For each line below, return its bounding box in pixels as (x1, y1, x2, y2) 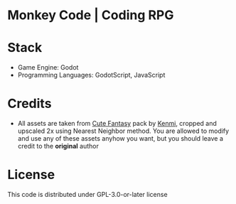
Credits (7, 96, 52, 112)
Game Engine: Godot (17, 63, 79, 72)
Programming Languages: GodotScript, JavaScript (17, 71, 166, 80)
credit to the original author (17, 142, 100, 151)
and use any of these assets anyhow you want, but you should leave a (17, 134, 224, 143)
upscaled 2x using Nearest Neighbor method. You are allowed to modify (17, 127, 230, 135)
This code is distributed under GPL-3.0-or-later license (7, 190, 168, 198)
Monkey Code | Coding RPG (7, 7, 174, 23)
